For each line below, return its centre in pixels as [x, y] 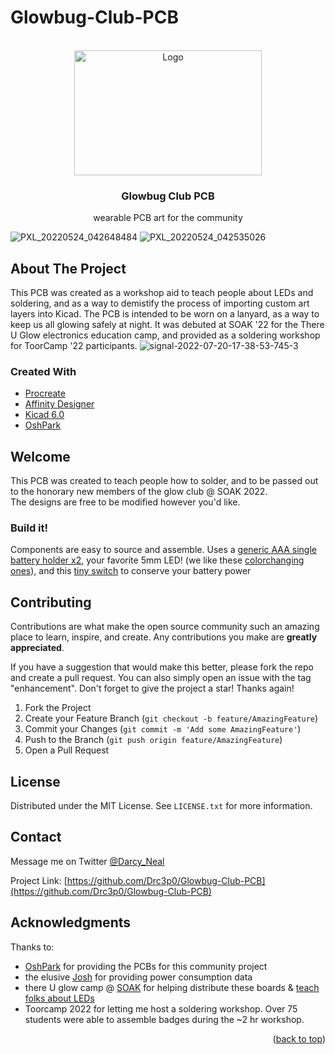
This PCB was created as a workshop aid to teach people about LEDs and [162, 293]
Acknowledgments [71, 922]
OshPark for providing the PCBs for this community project [146, 966]
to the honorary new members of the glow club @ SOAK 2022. [139, 492]
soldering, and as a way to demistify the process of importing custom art [160, 303]
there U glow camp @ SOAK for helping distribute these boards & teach [172, 987]
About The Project [68, 268]
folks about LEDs [59, 998]
